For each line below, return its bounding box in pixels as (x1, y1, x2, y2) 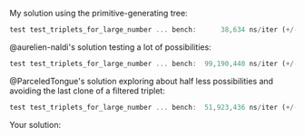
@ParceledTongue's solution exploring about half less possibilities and (9, 75, 274, 86)
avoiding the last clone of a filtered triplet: (9, 85, 165, 96)
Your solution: (9, 119, 62, 130)
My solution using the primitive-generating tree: (9, 8, 188, 18)
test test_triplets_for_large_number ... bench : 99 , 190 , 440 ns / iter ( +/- (9, 59, 299, 68)
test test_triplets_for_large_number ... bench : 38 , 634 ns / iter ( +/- (9, 25, 299, 34)
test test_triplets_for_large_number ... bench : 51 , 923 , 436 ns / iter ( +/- (9, 103, 299, 112)
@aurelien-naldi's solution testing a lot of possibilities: (9, 41, 212, 53)
